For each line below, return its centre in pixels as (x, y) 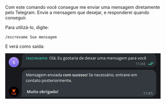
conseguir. (16, 18)
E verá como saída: (25, 46)
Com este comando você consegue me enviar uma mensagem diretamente (83, 7)
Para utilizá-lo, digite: (27, 27)
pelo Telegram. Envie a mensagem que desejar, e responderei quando (77, 12)
